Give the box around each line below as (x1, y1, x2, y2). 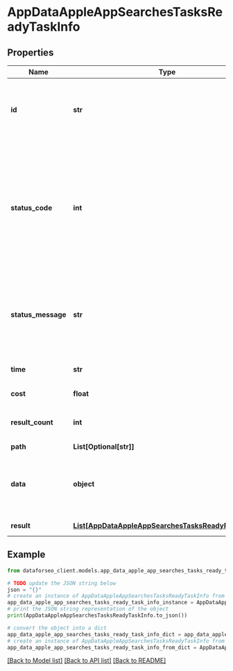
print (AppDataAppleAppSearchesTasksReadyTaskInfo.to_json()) (7, 612, 188, 619)
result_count (10, 417, 53, 427)
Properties (7, 47, 54, 58)
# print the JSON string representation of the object (7, 606, 169, 613)
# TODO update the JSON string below (7, 579, 116, 587)
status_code (10, 203, 53, 213)
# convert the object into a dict (7, 624, 107, 631)
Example (7, 549, 46, 561)
